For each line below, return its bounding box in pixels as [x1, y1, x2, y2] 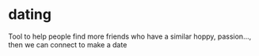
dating [8, 6, 51, 24]
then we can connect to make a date [8, 39, 128, 49]
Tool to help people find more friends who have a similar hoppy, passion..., [8, 32, 252, 41]
